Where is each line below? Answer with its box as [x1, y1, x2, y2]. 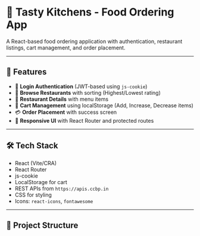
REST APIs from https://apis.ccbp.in [14, 185, 109, 192]
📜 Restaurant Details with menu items [14, 95, 109, 103]
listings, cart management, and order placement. [6, 44, 126, 51]
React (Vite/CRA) [14, 159, 57, 166]
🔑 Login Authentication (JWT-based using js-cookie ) [14, 83, 148, 90]
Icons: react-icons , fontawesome [14, 197, 93, 204]
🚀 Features [6, 67, 47, 77]
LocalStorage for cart [14, 178, 67, 185]
